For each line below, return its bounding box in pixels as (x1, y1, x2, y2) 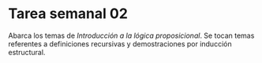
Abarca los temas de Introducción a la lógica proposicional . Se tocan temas (8, 31, 255, 40)
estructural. (8, 47, 46, 57)
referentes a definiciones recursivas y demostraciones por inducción (8, 39, 232, 48)
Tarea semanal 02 (8, 5, 129, 23)
